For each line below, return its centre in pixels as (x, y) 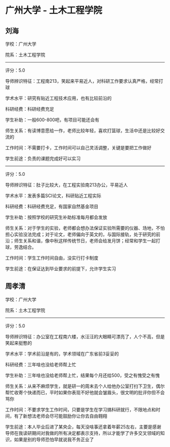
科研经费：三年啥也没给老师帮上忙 (41, 364)
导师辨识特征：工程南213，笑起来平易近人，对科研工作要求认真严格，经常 (82, 81)
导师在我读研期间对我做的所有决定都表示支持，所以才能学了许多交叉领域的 (83, 433)
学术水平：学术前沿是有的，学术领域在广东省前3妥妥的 (62, 354)
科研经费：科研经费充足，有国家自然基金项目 (52, 206)
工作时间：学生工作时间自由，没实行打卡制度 (52, 258)
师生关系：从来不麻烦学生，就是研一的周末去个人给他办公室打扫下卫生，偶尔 (85, 386)
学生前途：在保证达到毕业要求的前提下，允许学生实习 (61, 269)
